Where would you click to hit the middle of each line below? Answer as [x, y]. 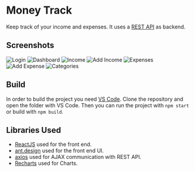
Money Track [39, 10]
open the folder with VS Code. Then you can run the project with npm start [98, 105]
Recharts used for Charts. [46, 163]
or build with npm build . [35, 112]
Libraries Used [33, 130]
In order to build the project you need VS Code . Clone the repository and [95, 99]
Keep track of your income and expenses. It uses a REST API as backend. [96, 27]
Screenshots [30, 45]
